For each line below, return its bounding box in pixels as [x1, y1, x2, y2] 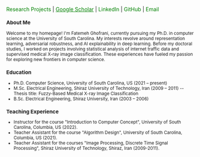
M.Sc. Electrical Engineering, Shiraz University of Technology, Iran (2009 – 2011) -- [13, 85, 184, 91]
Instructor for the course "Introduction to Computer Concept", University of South [13, 119, 181, 125]
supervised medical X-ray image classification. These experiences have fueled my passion [6, 51, 193, 57]
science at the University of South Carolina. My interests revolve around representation [6, 35, 186, 41]
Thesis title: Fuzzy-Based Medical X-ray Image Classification [13, 90, 139, 96]
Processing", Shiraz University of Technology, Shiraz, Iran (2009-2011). [13, 146, 160, 152]
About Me [6, 19, 31, 26]
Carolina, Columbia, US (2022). [13, 125, 78, 131]
